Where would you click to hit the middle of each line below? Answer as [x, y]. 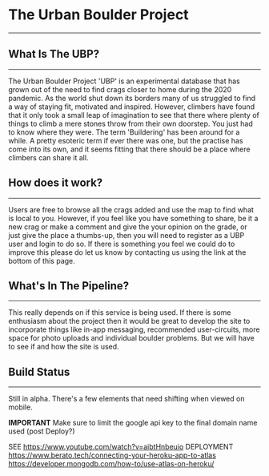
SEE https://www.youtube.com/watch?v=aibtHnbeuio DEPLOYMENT [121, 447]
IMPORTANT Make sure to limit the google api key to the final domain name [133, 423]
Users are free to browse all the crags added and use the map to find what [131, 209]
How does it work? [56, 183]
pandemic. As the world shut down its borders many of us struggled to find [132, 98]
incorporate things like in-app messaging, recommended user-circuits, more [134, 329]
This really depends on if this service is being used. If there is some [120, 313]
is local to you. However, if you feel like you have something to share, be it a [133, 218]
